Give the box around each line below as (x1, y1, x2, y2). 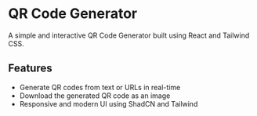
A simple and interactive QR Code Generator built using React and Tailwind (8, 31, 250, 40)
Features (8, 62, 52, 75)
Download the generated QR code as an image (19, 91, 171, 100)
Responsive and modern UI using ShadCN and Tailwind (19, 99, 198, 108)
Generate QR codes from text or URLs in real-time (19, 82, 181, 92)
